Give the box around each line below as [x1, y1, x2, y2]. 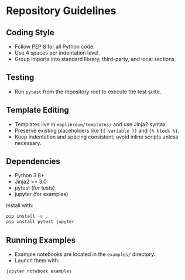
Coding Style [6, 28, 54, 38]
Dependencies [6, 157, 60, 167]
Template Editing [6, 105, 69, 115]
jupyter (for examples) [14, 191, 68, 198]
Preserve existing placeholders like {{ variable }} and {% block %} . [14, 127, 180, 134]
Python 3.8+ [14, 172, 45, 179]
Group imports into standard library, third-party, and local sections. [14, 56, 176, 62]
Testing [6, 72, 35, 83]
